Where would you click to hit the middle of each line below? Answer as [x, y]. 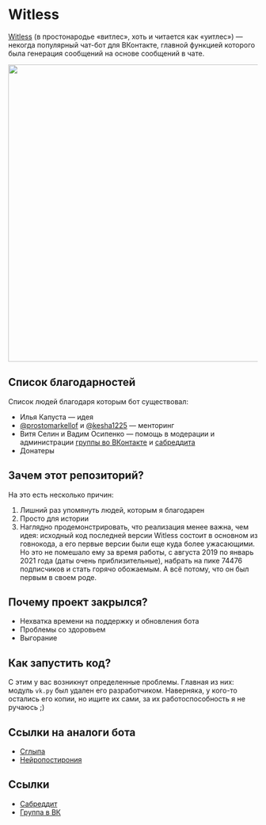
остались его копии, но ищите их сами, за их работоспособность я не [127, 699]
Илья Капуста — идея [56, 417]
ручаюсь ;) [27, 708]
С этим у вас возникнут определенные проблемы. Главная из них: [122, 682]
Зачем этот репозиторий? [76, 476]
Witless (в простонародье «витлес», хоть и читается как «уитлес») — [125, 36]
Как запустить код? [60, 663]
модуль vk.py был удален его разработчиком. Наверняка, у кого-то [123, 690]
